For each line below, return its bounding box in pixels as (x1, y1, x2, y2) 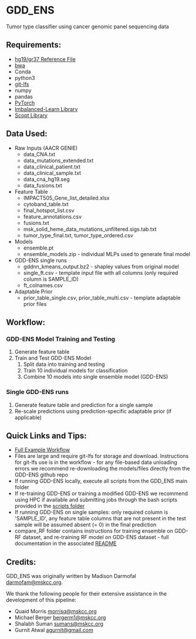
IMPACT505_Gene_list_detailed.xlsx (23, 194, 110, 201)
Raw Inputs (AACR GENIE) (14, 144, 78, 152)
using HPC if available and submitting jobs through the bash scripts (14, 496, 178, 503)
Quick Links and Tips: (6, 431, 87, 440)
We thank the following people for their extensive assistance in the (6, 590, 167, 597)
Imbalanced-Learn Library (14, 105, 78, 112)
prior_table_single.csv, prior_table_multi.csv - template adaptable (23, 294, 181, 301)
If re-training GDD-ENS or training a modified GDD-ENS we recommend (14, 490, 188, 497)
